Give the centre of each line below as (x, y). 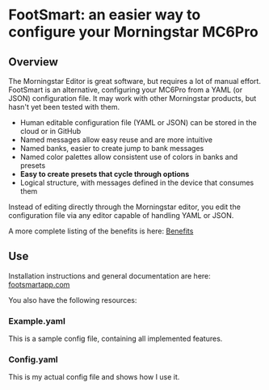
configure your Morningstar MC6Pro (133, 32)
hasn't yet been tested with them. (64, 107)
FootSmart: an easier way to (105, 15)
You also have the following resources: (73, 300)
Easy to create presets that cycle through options (105, 174)
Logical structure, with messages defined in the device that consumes (137, 182)
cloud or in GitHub (50, 131)
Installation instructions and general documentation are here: (110, 275)
